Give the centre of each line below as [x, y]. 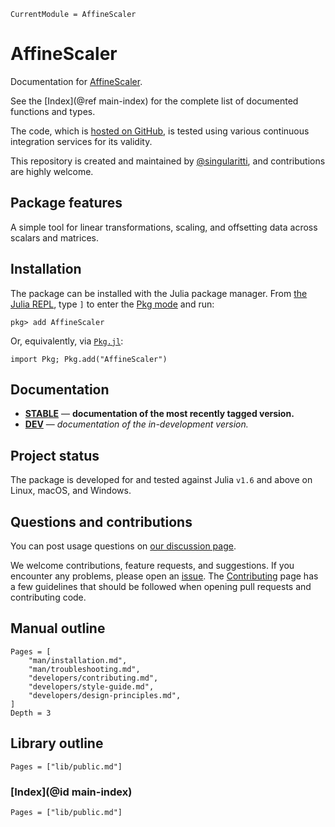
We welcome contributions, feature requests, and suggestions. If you [152, 565]
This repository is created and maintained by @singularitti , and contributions [168, 161]
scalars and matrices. [54, 237]
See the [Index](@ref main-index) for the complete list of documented [154, 101]
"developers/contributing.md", [93, 678]
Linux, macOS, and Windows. [71, 491]
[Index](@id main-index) [71, 792]
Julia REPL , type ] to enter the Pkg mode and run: [112, 304]
